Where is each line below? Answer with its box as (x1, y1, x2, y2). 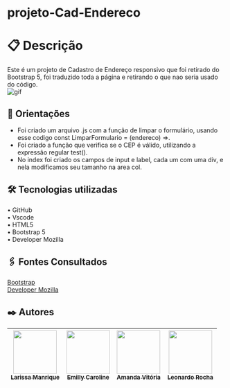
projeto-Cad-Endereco (7, 5, 141, 21)
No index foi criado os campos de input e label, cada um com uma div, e (17, 155, 224, 164)
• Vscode (7, 213, 35, 221)
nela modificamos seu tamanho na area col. (17, 163, 142, 171)
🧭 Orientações (7, 107, 71, 119)
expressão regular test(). (17, 148, 88, 157)
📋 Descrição (7, 38, 83, 53)
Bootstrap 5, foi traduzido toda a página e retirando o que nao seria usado (7, 73, 218, 81)
